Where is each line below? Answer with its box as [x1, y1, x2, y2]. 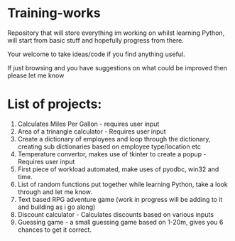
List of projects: [7, 96, 102, 112]
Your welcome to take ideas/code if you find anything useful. [7, 50, 186, 58]
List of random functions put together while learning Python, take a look [17, 180, 229, 188]
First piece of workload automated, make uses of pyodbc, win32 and [17, 165, 219, 173]
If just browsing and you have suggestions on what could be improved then [7, 63, 227, 72]
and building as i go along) [17, 203, 96, 211]
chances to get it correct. [17, 225, 92, 234]
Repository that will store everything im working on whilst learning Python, [7, 28, 225, 37]
